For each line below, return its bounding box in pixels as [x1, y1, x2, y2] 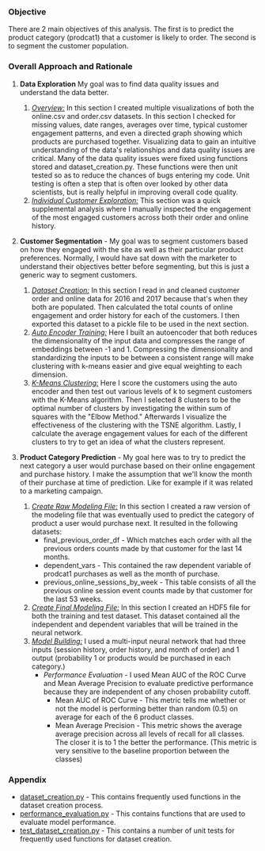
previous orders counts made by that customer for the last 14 [43, 543, 243, 553]
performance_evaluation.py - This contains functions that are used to [19, 808, 246, 818]
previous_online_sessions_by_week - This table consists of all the [43, 577, 256, 587]
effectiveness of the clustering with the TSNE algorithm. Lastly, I [31, 420, 241, 430]
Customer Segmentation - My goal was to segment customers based [19, 236, 248, 246]
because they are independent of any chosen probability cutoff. [43, 687, 252, 696]
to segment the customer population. [8, 41, 129, 51]
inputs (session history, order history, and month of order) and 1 [31, 645, 240, 654]
